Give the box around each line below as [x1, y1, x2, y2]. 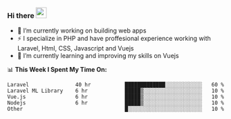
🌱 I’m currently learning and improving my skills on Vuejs [17, 52, 179, 60]
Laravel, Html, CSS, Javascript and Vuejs [17, 44, 134, 53]
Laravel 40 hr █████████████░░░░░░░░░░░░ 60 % [7, 82, 225, 89]
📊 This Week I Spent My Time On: [7, 66, 107, 74]
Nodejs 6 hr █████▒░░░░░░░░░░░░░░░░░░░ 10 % [7, 100, 225, 107]
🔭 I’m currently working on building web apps [17, 26, 147, 35]
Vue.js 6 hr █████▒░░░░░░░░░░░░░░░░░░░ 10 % [7, 93, 225, 100]
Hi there [7, 10, 35, 20]
